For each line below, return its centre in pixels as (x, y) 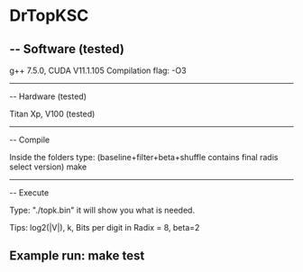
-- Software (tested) (67, 49)
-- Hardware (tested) (48, 96)
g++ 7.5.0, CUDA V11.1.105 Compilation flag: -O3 (98, 70)
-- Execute (29, 193)
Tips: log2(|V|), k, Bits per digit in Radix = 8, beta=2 (105, 227)
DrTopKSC (49, 16)
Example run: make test (77, 256)
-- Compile (30, 140)
